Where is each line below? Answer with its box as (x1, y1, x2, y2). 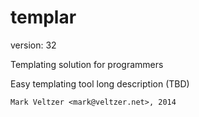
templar (10, 6, 77, 29)
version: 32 (10, 39, 57, 51)
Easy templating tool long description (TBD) (10, 77, 190, 90)
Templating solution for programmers (10, 58, 164, 70)
